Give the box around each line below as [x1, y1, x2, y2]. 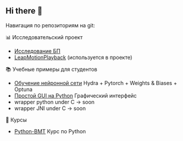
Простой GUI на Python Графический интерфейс [14, 92, 137, 99]
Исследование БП [14, 47, 61, 54]
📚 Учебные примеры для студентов [5, 65, 97, 73]
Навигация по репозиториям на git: [5, 21, 96, 29]
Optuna [14, 86, 33, 93]
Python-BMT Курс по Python [14, 127, 86, 134]
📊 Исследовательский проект [5, 33, 83, 40]
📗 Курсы [5, 116, 27, 123]
